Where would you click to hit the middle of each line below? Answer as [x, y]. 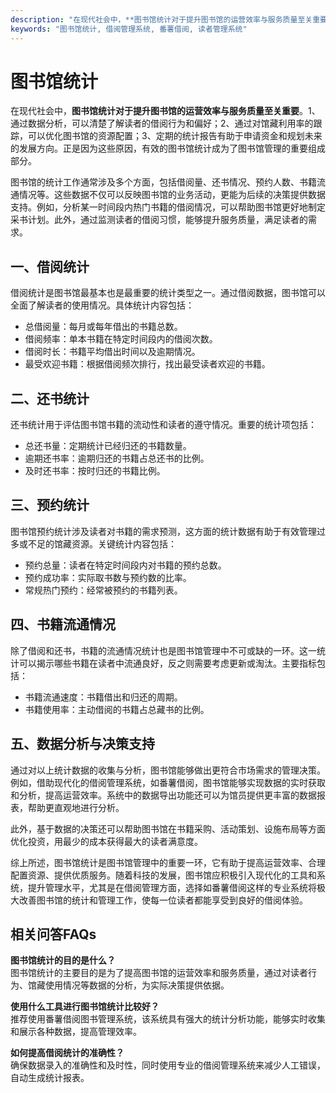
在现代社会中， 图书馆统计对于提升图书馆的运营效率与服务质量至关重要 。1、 [165, 111]
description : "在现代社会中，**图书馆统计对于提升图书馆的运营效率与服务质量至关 [161, 19]
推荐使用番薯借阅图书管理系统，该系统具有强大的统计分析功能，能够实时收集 [168, 1019]
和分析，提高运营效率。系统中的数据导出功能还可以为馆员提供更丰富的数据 [163, 795]
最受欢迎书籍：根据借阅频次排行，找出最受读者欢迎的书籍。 [147, 364]
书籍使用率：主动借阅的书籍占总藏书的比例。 [117, 709]
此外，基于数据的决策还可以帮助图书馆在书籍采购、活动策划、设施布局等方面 [168, 828]
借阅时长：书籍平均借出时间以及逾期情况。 [112, 352]
